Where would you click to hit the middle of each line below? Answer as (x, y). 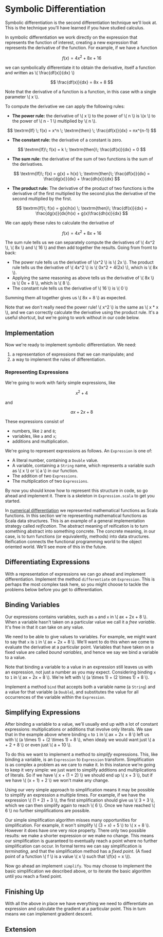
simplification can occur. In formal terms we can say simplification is (73, 846)
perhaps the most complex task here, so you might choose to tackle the (77, 584)
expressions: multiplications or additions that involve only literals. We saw (79, 729)
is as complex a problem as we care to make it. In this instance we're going (80, 765)
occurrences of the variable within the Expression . (55, 697)
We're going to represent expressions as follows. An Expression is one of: (79, 451)
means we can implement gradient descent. (49, 914)
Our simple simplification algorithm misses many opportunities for (71, 820)
